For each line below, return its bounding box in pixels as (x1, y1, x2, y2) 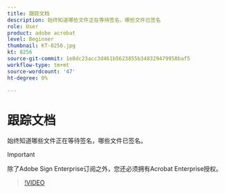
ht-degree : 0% (7, 74, 48, 82)
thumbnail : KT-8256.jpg (7, 42, 76, 49)
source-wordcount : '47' (7, 68, 76, 75)
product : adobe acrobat (7, 29, 76, 37)
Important (7, 150, 35, 159)
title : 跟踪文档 (7, 10, 50, 17)
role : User (7, 23, 39, 30)
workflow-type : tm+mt (7, 62, 70, 68)
